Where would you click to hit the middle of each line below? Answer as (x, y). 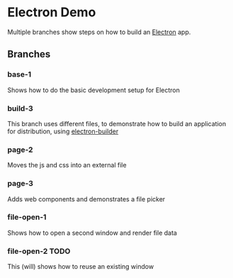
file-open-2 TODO (39, 251)
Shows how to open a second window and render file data (92, 233)
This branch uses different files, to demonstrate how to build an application (117, 123)
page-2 (20, 150)
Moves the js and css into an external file (67, 165)
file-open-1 (27, 217)
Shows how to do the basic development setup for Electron (94, 90)
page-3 (21, 184)
